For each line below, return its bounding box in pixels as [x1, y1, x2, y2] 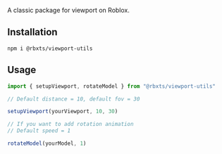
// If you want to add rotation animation [7, 121, 134, 128]
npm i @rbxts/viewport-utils [7, 45, 93, 52]
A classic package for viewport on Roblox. [7, 6, 130, 14]
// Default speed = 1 [7, 127, 71, 134]
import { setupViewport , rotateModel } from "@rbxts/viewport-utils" [7, 82, 216, 90]
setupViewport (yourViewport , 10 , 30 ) [7, 108, 118, 115]
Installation [7, 26, 58, 38]
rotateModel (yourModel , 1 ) [7, 140, 87, 147]
